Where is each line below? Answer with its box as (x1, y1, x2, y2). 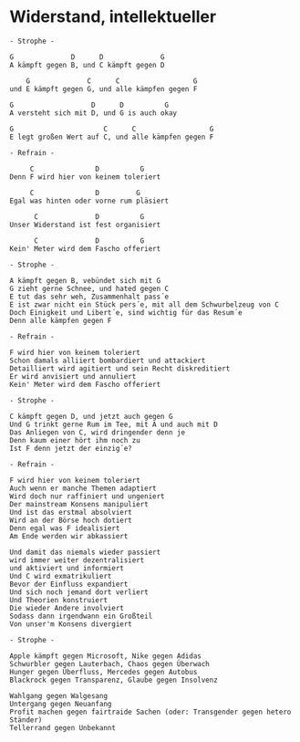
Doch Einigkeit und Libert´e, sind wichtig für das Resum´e (9, 308, 243, 317)
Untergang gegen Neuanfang (9, 699, 112, 708)
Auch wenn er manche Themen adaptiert (9, 484, 157, 493)
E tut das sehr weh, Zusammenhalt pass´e (9, 292, 170, 301)
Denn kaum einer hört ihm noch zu (9, 435, 141, 444)
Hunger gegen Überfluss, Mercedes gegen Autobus (9, 667, 198, 676)
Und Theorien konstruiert (9, 595, 108, 604)
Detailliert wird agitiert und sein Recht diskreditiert (9, 363, 231, 373)
